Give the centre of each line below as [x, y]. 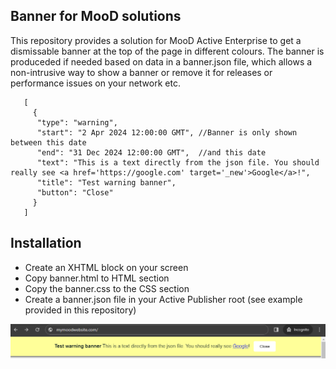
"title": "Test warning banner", [106, 182]
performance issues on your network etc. [95, 83]
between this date [48, 142]
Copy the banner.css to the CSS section [107, 288]
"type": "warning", [77, 122]
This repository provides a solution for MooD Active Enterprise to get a [156, 40]
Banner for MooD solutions [96, 16]
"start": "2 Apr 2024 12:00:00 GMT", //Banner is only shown [167, 132]
